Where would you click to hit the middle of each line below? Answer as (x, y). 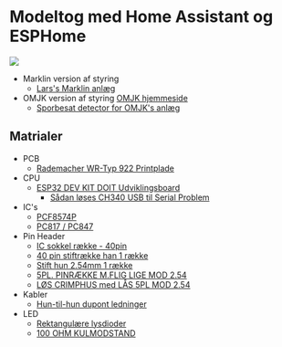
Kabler (35, 294)
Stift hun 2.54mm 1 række (84, 265)
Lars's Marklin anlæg (76, 88)
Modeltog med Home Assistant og (141, 17)
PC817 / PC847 (65, 226)
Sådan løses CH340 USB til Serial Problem (130, 197)
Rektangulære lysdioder (81, 323)
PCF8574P (57, 216)
